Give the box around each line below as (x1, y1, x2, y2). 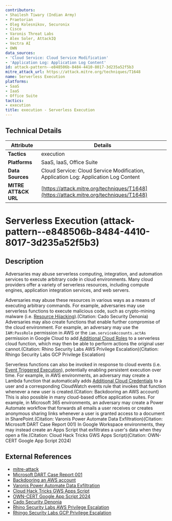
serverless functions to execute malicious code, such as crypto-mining (5, 308, 155, 314)
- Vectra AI (5, 41, 31, 46)
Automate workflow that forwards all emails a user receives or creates (5, 405, 153, 411)
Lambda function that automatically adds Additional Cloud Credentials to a (5, 378, 162, 384)
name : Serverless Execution (5, 74, 66, 79)
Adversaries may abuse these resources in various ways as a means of (5, 297, 156, 303)
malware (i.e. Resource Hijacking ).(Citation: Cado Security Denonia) (5, 313, 148, 319)
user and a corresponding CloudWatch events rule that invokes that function (5, 383, 166, 389)
